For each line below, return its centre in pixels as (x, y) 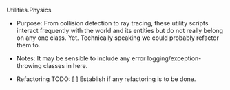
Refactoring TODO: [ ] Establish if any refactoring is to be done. (106, 79)
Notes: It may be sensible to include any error (81, 58)
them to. (28, 45)
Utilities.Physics (29, 10)
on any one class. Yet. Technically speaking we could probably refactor (118, 38)
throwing (29, 66)
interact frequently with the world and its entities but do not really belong (120, 31)
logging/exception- (174, 58)
